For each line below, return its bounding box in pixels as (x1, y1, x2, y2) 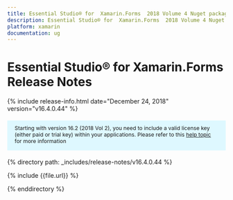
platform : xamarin (7, 23, 60, 30)
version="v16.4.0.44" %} (7, 105, 78, 113)
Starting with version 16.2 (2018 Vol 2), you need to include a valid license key (15, 124, 210, 132)
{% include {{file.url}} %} (7, 172, 79, 180)
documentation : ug (7, 29, 60, 37)
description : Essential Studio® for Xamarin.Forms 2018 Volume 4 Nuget (7, 17, 225, 24)
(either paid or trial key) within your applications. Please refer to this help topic (15, 131, 212, 138)
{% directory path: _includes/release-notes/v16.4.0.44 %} (7, 158, 173, 167)
